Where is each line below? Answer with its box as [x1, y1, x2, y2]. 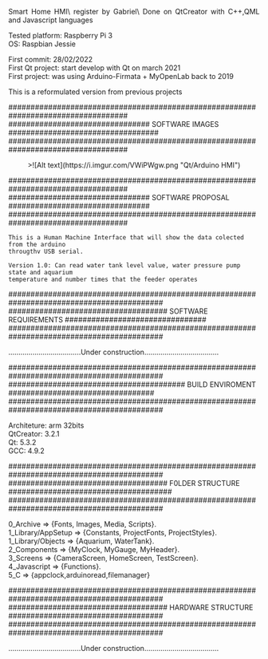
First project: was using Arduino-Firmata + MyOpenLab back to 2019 [8, 72, 234, 81]
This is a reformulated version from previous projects [8, 87, 183, 97]
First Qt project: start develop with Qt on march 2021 [8, 63, 181, 73]
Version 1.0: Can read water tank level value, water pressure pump [8, 262, 241, 270]
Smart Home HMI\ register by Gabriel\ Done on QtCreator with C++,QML [8, 7, 260, 16]
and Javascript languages [8, 15, 93, 25]
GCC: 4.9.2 [8, 446, 45, 456]
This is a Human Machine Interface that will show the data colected [8, 234, 245, 242]
